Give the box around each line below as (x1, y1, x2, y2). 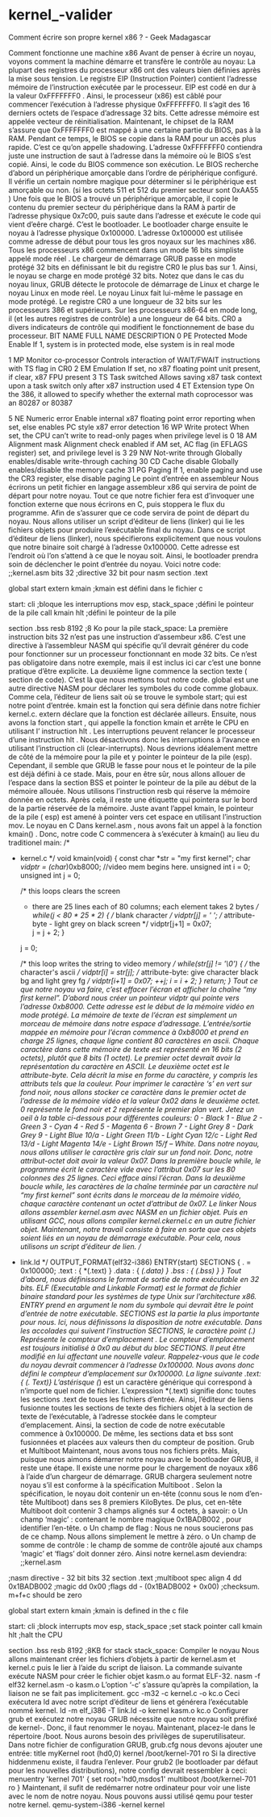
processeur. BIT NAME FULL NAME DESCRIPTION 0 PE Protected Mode (8, 331, 248, 340)
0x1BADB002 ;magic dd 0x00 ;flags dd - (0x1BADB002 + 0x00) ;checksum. (8, 1581, 261, 1591)
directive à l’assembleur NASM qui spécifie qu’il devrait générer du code (8, 640, 248, 650)
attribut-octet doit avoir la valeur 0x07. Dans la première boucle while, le (19, 1155, 261, 1165)
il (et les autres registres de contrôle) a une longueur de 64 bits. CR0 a (8, 313, 242, 324)
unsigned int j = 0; (19, 870, 81, 880)
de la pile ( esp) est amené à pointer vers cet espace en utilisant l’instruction (8, 812, 262, 821)
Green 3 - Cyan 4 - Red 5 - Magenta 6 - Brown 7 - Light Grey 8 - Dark (19, 1122, 254, 1131)
